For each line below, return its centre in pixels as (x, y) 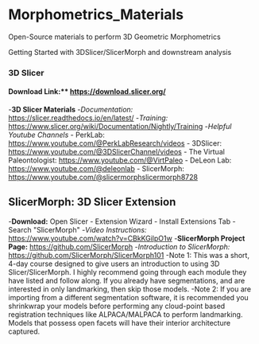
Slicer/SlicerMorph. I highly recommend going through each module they (128, 272)
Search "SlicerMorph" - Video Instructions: (77, 229)
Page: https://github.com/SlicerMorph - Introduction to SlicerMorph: (119, 246)
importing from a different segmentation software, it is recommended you (128, 297)
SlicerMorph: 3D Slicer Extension (92, 202)
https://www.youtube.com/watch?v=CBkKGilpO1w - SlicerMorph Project (127, 238)
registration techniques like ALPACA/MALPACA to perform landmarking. (126, 314)
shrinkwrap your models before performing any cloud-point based (117, 306)
